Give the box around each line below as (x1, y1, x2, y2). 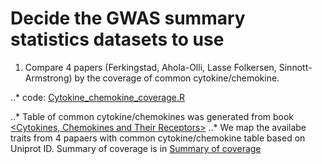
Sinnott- (278, 61, 313, 73)
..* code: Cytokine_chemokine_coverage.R (10, 91, 185, 103)
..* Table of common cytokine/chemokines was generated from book (10, 110, 295, 122)
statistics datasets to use (10, 28, 225, 51)
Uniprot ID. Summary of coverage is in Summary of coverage (10, 142, 262, 154)
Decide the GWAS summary (10, 7, 246, 30)
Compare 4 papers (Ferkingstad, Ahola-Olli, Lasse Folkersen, (24, 61, 277, 73)
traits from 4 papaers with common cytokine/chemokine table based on (10, 132, 306, 144)
